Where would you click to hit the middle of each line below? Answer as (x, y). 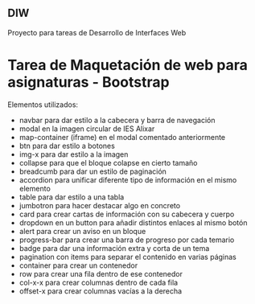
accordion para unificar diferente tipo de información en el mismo (128, 179)
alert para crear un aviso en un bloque (82, 231)
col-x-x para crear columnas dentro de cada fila (99, 282)
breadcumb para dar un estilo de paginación (93, 171)
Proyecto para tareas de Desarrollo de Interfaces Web (97, 32)
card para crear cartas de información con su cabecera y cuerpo (127, 214)
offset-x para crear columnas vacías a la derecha (101, 291)
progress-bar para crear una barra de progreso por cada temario (127, 240)
